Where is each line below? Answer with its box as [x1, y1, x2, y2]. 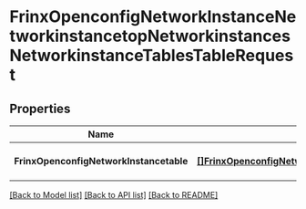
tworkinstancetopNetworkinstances [9, 26, 291, 47]
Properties [9, 100, 71, 116]
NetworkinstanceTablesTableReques [9, 46, 294, 66]
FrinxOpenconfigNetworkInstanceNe [9, 6, 297, 27]
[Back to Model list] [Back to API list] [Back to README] [9, 190, 219, 200]
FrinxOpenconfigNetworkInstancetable [14, 155, 189, 167]
